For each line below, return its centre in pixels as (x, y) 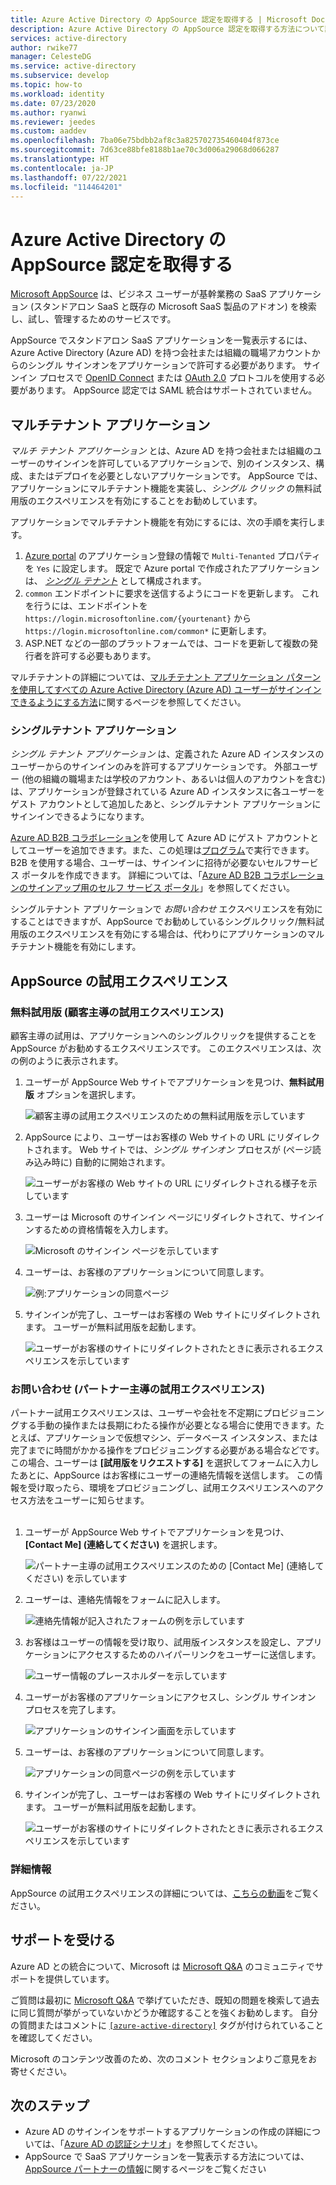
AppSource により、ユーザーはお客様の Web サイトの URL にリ (155, 1137)
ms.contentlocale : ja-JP (62, 168)
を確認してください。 (54, 2037)
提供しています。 (79, 1978)
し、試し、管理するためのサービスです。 (93, 319)
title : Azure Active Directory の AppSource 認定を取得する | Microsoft (159, 19)
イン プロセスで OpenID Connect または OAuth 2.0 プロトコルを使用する (167, 378)
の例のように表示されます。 (67, 1061)
